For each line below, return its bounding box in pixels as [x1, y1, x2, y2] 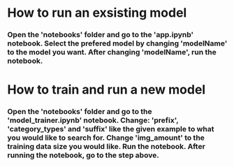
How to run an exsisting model [7, 5, 187, 21]
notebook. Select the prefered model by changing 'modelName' [7, 38, 228, 48]
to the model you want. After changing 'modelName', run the [7, 48, 217, 57]
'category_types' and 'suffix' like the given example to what [7, 124, 214, 134]
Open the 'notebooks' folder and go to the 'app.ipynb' [7, 30, 194, 40]
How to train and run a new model [7, 82, 206, 98]
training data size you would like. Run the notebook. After [7, 142, 206, 152]
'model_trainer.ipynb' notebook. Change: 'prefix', [7, 115, 179, 125]
